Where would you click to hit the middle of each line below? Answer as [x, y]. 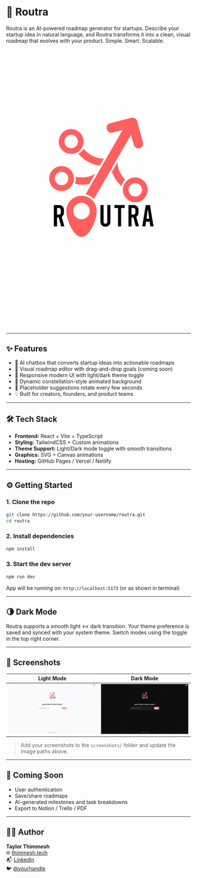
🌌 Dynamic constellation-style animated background [78, 382]
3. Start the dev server [39, 564]
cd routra [18, 521]
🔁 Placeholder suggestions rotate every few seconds [78, 388]
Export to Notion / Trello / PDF [51, 808]
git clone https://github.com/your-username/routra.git [76, 514]
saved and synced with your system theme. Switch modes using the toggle [97, 632]
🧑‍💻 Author [25, 832]
